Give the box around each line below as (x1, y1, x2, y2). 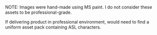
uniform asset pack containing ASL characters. (5, 24, 101, 30)
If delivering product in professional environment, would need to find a (5, 19, 149, 25)
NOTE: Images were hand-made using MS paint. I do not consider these (5, 4, 153, 10)
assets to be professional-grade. (5, 9, 72, 15)
